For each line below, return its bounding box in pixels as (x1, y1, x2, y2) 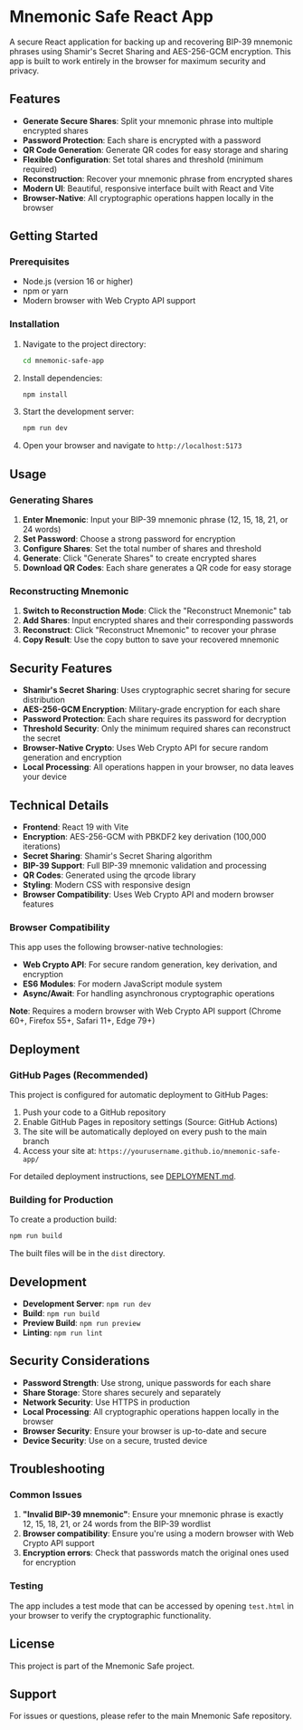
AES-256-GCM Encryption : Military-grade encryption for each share (22, 704, 280, 715)
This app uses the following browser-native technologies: (9, 942, 223, 953)
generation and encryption (22, 752, 122, 763)
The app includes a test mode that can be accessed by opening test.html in (9, 1600, 294, 1611)
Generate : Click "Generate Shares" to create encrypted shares (22, 553, 257, 563)
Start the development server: (22, 406, 135, 418)
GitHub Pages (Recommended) (9, 1069, 149, 1081)
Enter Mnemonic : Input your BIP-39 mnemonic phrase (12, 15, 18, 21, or (22, 514, 289, 525)
